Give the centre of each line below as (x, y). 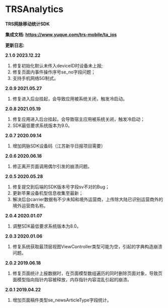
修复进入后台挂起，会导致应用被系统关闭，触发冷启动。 (70, 99)
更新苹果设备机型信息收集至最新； (48, 193)
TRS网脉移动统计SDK (28, 24)
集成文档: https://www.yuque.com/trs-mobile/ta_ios (61, 34)
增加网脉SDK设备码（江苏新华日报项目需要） (59, 146)
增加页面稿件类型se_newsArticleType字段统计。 (62, 300)
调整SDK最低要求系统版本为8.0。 (47, 226)
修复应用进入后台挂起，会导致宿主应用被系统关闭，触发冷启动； (78, 119)
